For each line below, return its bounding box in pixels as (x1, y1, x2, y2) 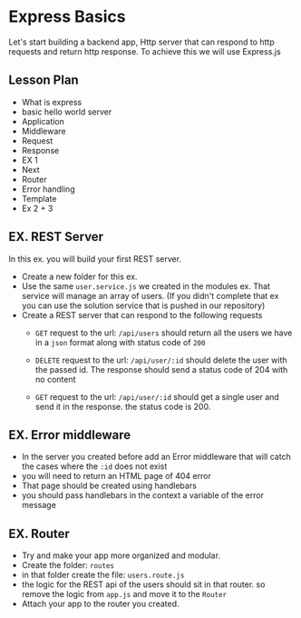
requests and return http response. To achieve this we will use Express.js (8, 45, 282, 56)
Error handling (21, 184, 75, 194)
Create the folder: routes (21, 560, 115, 571)
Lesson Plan (8, 73, 79, 88)
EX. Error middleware (8, 427, 131, 443)
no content (34, 374, 76, 384)
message (21, 500, 56, 511)
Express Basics (8, 6, 126, 27)
